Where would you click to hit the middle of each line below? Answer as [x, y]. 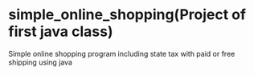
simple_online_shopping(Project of [127, 15]
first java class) [61, 32]
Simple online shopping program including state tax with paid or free [122, 53]
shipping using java [40, 62]
